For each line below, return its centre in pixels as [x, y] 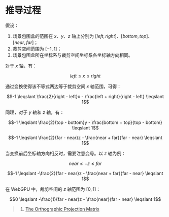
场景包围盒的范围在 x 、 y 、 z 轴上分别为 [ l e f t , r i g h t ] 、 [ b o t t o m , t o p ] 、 [82, 36]
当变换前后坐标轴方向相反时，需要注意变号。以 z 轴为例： [65, 153]
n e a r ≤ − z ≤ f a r [85, 163]
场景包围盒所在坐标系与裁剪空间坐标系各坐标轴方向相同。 [73, 55]
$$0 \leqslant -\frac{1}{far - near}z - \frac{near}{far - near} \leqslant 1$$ [85, 199]
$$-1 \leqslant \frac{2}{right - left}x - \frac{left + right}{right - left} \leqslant [85, 96]
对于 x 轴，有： [21, 66]
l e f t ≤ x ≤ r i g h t [85, 76]
